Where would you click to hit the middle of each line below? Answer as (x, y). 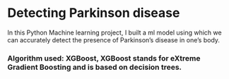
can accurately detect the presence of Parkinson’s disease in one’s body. (114, 39)
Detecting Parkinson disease (94, 13)
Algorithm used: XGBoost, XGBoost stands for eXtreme (104, 58)
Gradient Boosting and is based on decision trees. (95, 67)
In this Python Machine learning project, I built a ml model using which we (114, 32)
